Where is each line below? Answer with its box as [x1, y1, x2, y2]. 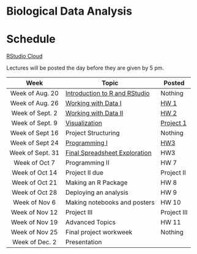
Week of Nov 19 [11, 218, 58, 227]
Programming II [65, 159, 110, 167]
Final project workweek [65, 228, 133, 236]
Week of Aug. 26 [10, 99, 59, 107]
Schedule [6, 32, 56, 46]
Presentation [65, 238, 102, 247]
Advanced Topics [65, 218, 116, 227]
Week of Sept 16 [10, 129, 59, 137]
